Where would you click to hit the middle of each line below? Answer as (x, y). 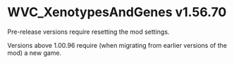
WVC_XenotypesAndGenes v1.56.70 (117, 12)
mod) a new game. (35, 53)
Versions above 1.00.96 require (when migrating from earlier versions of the (117, 45)
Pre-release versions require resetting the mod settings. (88, 32)
